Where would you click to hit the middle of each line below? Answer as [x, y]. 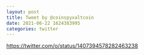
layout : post [23, 12]
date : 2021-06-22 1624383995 [43, 23]
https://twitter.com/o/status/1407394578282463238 [72, 46]
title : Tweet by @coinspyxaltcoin [50, 18]
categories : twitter [33, 29]
